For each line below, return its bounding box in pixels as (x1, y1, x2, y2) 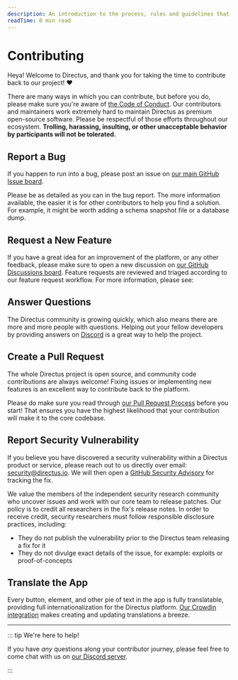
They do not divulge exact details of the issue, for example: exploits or (17, 549, 223, 557)
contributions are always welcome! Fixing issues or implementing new (7, 377, 212, 386)
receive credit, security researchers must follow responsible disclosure (7, 512, 215, 521)
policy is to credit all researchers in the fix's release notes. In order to (7, 504, 210, 513)
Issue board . (7, 177, 44, 185)
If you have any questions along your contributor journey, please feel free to (7, 644, 229, 654)
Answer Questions (7, 296, 91, 308)
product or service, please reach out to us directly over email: (7, 460, 188, 469)
